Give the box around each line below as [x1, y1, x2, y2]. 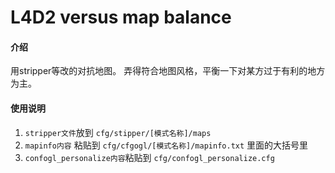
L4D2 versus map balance [10, 6, 232, 29]
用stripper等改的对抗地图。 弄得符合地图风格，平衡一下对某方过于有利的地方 [10, 65, 326, 77]
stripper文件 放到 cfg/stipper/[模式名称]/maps [24, 126, 212, 138]
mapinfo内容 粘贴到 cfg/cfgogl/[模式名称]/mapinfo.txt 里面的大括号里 [24, 139, 309, 151]
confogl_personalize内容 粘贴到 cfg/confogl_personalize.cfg [24, 151, 275, 163]
